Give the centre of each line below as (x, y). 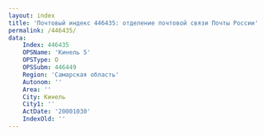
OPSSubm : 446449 (50, 67)
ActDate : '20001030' (57, 112)
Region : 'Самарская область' (71, 75)
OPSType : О (41, 60)
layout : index (32, 15)
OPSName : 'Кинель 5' (57, 52)
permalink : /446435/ (43, 30)
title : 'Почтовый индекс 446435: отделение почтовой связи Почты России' (134, 23)
